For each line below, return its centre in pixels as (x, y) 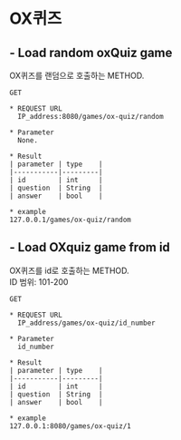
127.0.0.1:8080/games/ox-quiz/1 (70, 426)
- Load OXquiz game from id (90, 247)
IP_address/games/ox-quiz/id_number (86, 323)
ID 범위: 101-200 (39, 281)
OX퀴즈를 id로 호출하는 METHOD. (69, 270)
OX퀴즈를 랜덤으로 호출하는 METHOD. (77, 75)
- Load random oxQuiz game (91, 52)
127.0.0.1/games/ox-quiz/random (70, 220)
